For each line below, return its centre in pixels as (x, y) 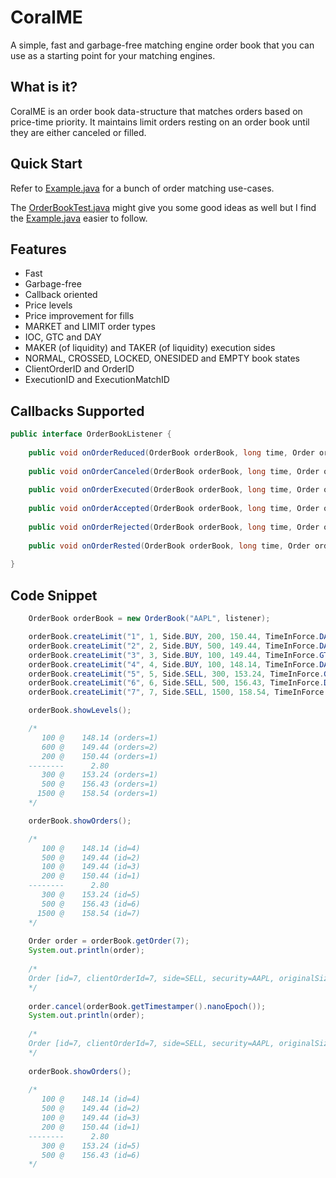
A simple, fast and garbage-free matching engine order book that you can (162, 45)
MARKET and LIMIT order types (90, 327)
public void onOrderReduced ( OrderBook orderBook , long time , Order (171, 452)
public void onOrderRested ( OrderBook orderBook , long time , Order (169, 546)
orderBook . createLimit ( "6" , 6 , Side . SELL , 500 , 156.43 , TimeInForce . (176, 683)
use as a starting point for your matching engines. (113, 55)
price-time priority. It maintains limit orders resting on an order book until (160, 122)
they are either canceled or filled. (78, 132)
